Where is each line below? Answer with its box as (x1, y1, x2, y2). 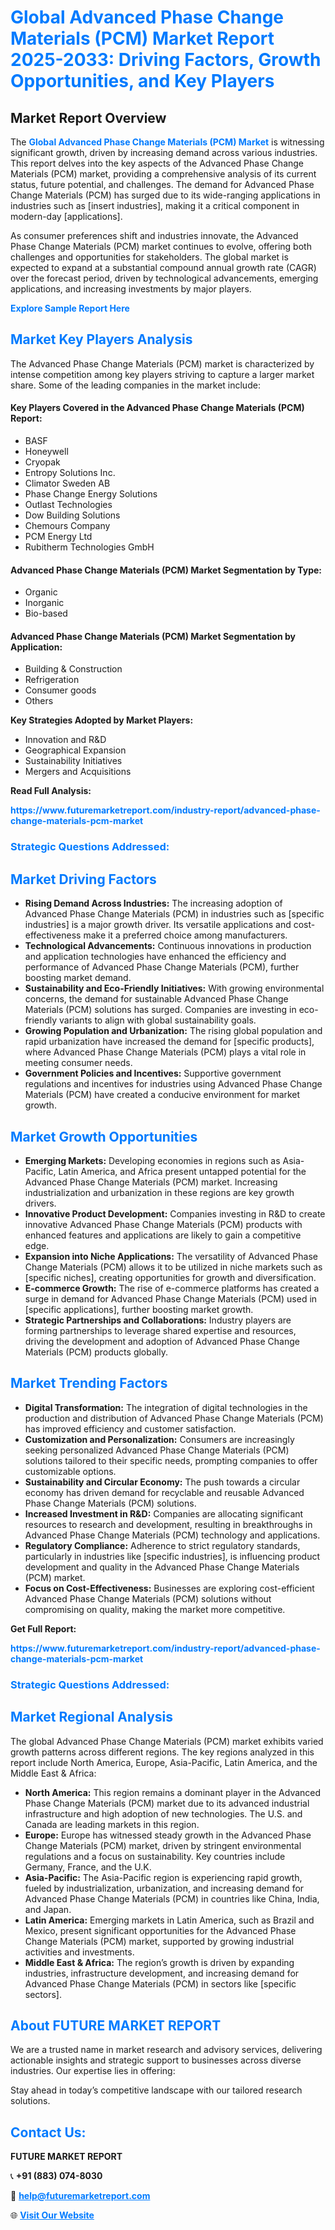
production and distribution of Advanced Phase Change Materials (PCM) (24, 1412, 324, 1424)
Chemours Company (24, 520, 111, 532)
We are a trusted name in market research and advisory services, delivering (10, 2044, 323, 2056)
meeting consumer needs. (24, 1057, 133, 1069)
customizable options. (24, 1465, 117, 1477)
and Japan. (24, 1903, 72, 1915)
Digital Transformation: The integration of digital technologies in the (24, 1401, 308, 1413)
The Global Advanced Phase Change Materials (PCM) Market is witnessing (10, 136, 325, 148)
